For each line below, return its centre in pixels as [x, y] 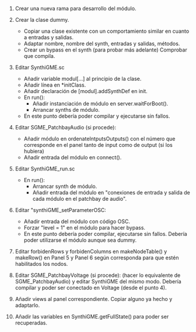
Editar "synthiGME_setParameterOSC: [61, 210]
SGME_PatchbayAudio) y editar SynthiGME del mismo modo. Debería [98, 281]
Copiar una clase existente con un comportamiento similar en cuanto [106, 31]
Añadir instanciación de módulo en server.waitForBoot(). [100, 104]
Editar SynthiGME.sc [40, 67]
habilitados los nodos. [41, 264]
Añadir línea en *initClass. [55, 85]
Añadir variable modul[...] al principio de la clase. [83, 79]
